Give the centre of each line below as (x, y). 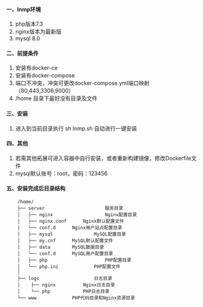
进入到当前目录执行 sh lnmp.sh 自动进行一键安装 (76, 128)
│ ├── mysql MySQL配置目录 (72, 234)
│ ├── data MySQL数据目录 (61, 247)
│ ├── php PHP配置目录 (74, 260)
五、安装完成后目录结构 (36, 189)
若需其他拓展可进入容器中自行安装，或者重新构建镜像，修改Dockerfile (103, 158)
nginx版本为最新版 (38, 32)
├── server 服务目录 (70, 208)
